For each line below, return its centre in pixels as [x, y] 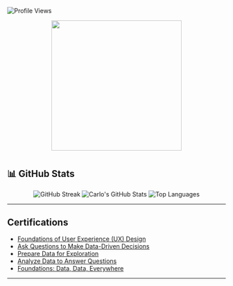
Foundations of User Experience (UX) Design [81, 239]
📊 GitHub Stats [41, 174]
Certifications [38, 222]
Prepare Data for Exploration [58, 254]
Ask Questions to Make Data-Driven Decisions [83, 246]
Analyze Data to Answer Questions [67, 261]
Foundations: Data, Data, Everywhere [70, 269]
